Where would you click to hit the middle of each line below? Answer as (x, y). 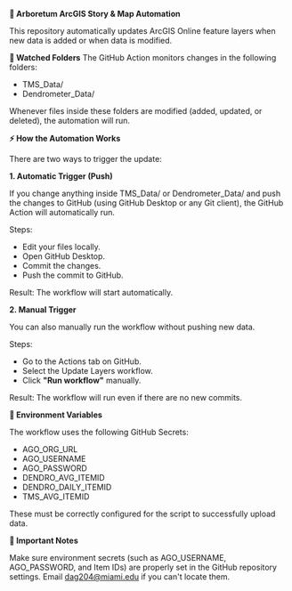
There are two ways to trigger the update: (85, 159)
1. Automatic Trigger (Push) (61, 176)
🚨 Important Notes (44, 540)
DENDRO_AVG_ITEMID (63, 478)
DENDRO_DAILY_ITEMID (67, 487)
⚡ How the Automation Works (65, 138)
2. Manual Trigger (43, 310)
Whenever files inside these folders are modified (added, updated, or (136, 111)
